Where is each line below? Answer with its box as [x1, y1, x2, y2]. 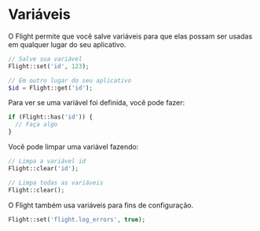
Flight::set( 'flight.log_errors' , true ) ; [8, 215, 146, 223]
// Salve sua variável [8, 55, 82, 63]
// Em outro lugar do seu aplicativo [8, 76, 132, 84]
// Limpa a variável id [8, 157, 86, 166]
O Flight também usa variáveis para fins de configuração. [8, 200, 194, 210]
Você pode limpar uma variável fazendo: [8, 142, 139, 152]
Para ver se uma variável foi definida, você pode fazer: [8, 98, 185, 108]
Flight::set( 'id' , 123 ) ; [8, 62, 90, 70]
